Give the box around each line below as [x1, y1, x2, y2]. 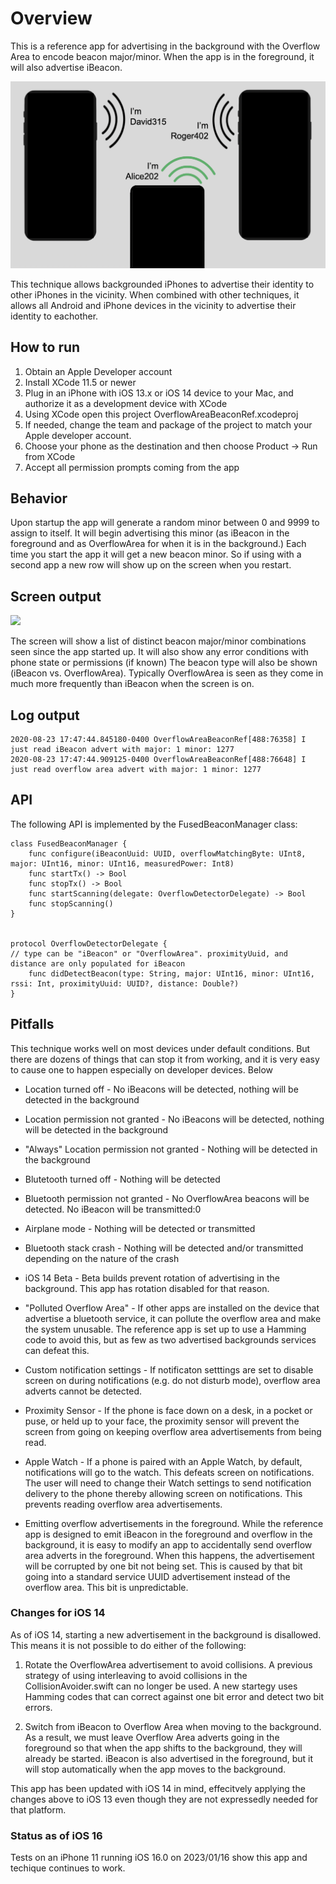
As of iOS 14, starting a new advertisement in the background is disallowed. [10, 1628, 322, 1641]
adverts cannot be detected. [24, 1385, 142, 1397]
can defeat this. [24, 1344, 90, 1356]
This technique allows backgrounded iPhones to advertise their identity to [10, 278, 315, 290]
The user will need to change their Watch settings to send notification [24, 1477, 312, 1489]
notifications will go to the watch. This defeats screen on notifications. [24, 1466, 315, 1478]
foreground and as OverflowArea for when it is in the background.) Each [10, 538, 307, 550]
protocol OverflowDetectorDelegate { [10, 938, 168, 949]
